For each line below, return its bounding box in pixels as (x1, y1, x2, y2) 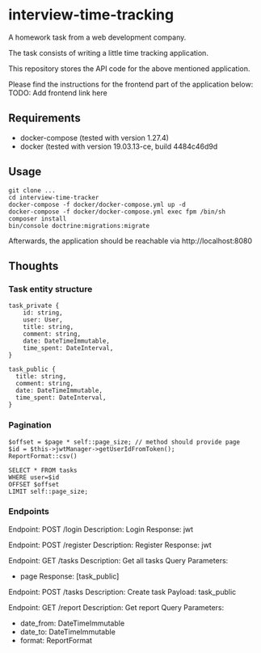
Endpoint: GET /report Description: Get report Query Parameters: (8, 602, 225, 612)
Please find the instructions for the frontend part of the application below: (8, 79, 254, 89)
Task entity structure (8, 283, 93, 294)
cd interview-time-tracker (8, 193, 99, 201)
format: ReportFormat (19, 635, 93, 645)
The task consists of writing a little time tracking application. (8, 48, 208, 57)
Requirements (8, 112, 81, 125)
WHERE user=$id (8, 473, 60, 482)
